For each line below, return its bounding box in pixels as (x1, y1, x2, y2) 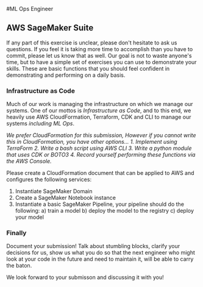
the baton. (6, 262, 32, 269)
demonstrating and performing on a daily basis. (6, 71, 126, 79)
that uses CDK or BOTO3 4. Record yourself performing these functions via (6, 151, 196, 158)
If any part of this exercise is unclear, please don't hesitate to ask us (6, 39, 177, 46)
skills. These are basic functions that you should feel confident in (6, 65, 170, 72)
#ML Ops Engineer (6, 5, 54, 12)
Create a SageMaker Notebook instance (15, 194, 116, 202)
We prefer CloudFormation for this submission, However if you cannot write (6, 132, 196, 139)
